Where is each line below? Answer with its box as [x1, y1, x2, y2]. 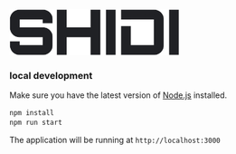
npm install [9, 109, 54, 118]
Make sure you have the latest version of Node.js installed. [9, 90, 228, 101]
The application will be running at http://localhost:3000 [9, 135, 222, 146]
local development [9, 70, 93, 82]
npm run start [9, 118, 63, 128]
